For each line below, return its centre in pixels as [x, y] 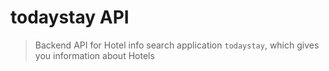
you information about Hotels [94, 55]
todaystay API [70, 17]
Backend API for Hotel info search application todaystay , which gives [177, 45]
